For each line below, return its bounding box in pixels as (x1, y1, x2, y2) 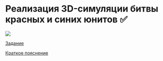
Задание (5, 40, 24, 46)
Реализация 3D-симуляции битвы (5, 3, 158, 15)
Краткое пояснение (5, 50, 49, 56)
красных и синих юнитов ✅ (5, 14, 128, 25)
